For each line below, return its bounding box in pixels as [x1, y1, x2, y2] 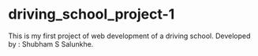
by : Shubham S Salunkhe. [8, 39, 94, 48]
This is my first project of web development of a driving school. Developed [8, 31, 251, 40]
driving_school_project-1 [8, 5, 175, 23]
